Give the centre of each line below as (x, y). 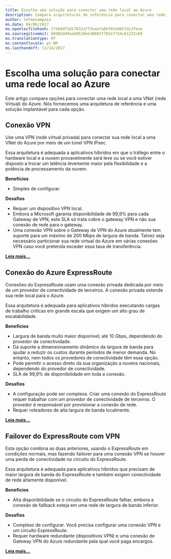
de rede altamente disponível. (36, 480)
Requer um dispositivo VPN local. (48, 209)
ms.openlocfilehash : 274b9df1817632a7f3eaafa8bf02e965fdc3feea (74, 29)
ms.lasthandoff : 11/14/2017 (35, 48)
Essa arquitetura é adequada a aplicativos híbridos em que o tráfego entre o (85, 153)
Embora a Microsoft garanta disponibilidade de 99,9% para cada (81, 214)
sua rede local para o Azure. (35, 296)
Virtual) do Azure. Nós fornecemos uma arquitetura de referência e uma (81, 104)
